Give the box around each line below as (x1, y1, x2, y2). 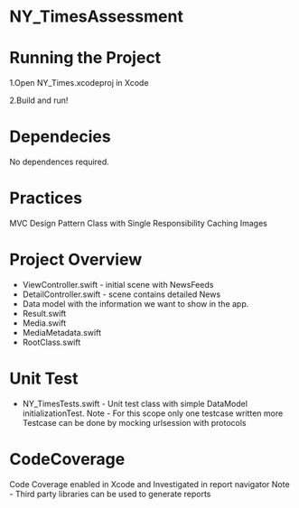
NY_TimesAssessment (9, 6, 183, 27)
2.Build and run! (9, 95, 69, 106)
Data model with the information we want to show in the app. (22, 298, 249, 309)
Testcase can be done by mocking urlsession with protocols (22, 417, 247, 428)
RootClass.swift (22, 337, 81, 347)
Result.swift (22, 308, 67, 319)
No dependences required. (9, 156, 110, 168)
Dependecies (9, 126, 111, 147)
